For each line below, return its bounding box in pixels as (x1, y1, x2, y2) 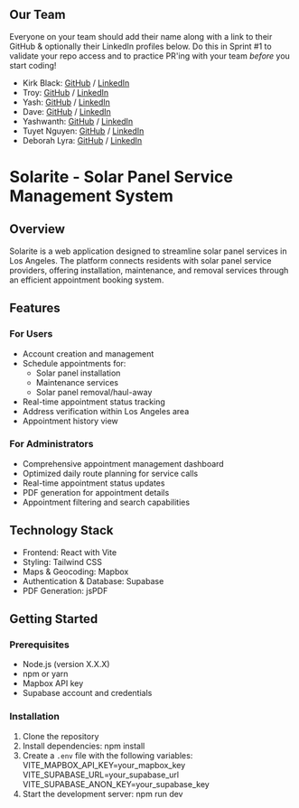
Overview (9, 221, 66, 237)
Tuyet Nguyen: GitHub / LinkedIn (22, 125, 145, 136)
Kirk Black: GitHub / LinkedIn (22, 77, 130, 88)
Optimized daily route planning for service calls (22, 468, 199, 478)
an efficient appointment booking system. (9, 274, 164, 285)
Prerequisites (9, 638, 70, 651)
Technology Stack (9, 523, 114, 538)
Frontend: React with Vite (22, 546, 117, 558)
